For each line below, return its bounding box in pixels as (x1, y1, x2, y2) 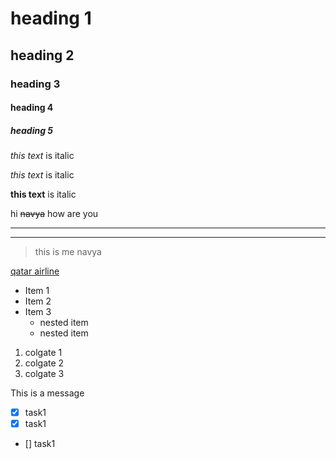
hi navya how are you (10, 208, 99, 220)
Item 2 (24, 295, 52, 307)
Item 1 (24, 285, 50, 297)
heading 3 (10, 77, 61, 91)
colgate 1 (24, 347, 63, 359)
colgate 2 (24, 357, 65, 369)
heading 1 (10, 7, 92, 30)
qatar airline (10, 265, 60, 277)
